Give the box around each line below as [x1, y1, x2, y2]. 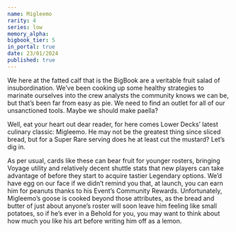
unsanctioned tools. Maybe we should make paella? [7, 106, 158, 114]
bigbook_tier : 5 [7, 37, 55, 44]
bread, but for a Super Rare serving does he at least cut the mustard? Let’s [7, 135, 225, 143]
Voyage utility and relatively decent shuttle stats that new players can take [7, 164, 225, 172]
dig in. [7, 143, 26, 151]
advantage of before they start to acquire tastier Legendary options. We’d [7, 171, 222, 179]
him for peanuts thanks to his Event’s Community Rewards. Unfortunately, [7, 186, 223, 195]
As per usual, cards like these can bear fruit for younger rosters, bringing [7, 156, 220, 165]
